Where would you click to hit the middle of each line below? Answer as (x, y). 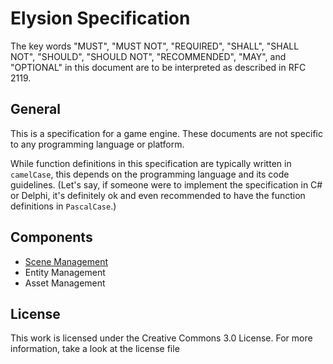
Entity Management (65, 272)
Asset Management (65, 283)
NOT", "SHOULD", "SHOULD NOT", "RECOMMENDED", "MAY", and (148, 56)
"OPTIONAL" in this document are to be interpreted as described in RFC (158, 67)
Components (51, 237)
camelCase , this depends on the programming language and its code (150, 174)
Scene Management (66, 261)
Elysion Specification (100, 18)
